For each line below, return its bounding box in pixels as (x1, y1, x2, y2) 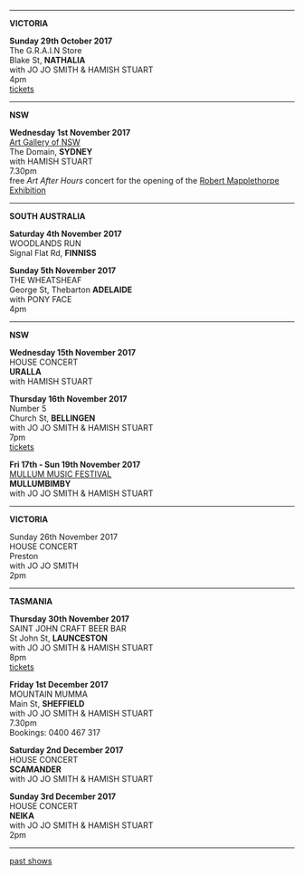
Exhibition (9, 185, 47, 195)
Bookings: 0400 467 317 (9, 728, 101, 737)
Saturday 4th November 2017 (9, 228, 122, 239)
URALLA (9, 366, 43, 376)
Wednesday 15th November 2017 (9, 347, 137, 357)
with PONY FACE (9, 294, 72, 304)
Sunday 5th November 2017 (9, 265, 116, 276)
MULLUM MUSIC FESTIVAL (9, 469, 112, 480)
